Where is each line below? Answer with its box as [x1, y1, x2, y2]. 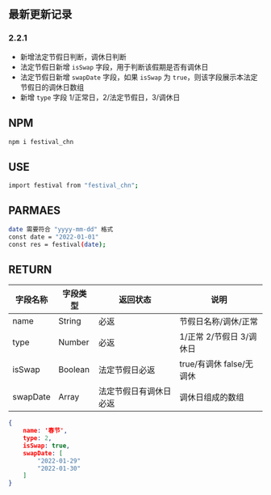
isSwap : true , [23, 442, 70, 450]
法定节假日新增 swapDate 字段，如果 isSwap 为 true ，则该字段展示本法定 [19, 72, 258, 82]
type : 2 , [23, 434, 52, 442]
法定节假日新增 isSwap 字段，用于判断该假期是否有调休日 [19, 61, 209, 71]
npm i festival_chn [8, 137, 74, 146]
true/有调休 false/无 [179, 358, 254, 370]
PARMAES [8, 204, 61, 218]
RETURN [8, 262, 52, 277]
